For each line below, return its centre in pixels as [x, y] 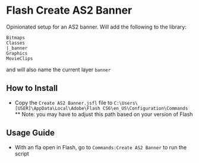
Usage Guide [31, 133]
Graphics [17, 53]
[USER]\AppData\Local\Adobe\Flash [57, 108]
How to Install [32, 88]
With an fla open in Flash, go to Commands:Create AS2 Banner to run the [101, 147]
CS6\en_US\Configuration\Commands [146, 108]
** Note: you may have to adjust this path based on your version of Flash [104, 114]
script [22, 153]
